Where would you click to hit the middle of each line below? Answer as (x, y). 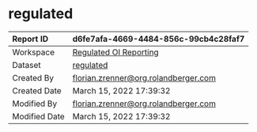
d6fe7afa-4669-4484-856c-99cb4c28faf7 (159, 39)
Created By (33, 77)
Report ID (30, 39)
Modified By (35, 104)
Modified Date (38, 116)
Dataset (26, 65)
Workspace (34, 52)
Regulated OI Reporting (116, 52)
